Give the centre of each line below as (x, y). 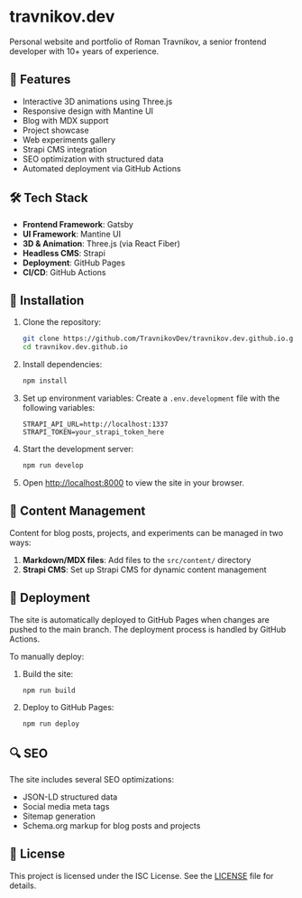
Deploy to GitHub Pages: (68, 708)
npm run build (49, 690)
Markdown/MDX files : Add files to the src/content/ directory (137, 560)
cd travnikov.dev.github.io (75, 347)
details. (23, 885)
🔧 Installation (47, 300)
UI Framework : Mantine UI (72, 234)
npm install (45, 381)
